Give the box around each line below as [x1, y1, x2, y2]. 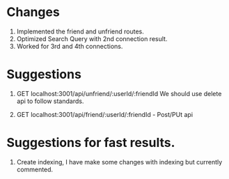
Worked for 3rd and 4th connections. [16, 42, 123, 50]
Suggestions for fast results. [6, 135, 175, 150]
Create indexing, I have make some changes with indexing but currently [16, 157, 223, 166]
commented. [16, 165, 54, 173]
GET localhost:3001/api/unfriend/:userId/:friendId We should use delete [16, 89, 222, 98]
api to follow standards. [16, 97, 84, 105]
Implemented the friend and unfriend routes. [16, 27, 144, 36]
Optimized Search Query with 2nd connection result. [16, 34, 168, 42]
